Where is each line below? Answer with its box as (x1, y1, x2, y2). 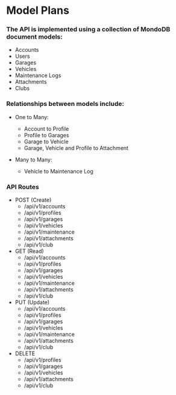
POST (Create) (14, 196, 52, 204)
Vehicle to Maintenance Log (24, 167, 93, 175)
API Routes (6, 182, 39, 191)
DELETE (14, 350, 36, 357)
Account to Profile (24, 125, 69, 132)
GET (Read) (14, 247, 44, 255)
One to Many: (14, 113, 49, 120)
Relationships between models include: (6, 100, 125, 108)
